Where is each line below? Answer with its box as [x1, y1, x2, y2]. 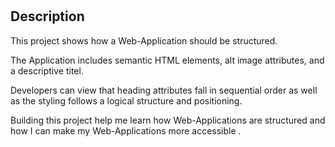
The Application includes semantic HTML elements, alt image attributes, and [10, 54, 325, 66]
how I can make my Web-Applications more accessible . [10, 124, 242, 137]
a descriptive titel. [10, 64, 84, 77]
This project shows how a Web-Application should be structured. [10, 34, 278, 47]
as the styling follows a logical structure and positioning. [10, 94, 243, 107]
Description [10, 8, 85, 25]
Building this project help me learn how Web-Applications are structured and [10, 114, 326, 126]
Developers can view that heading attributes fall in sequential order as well [10, 84, 318, 96]
